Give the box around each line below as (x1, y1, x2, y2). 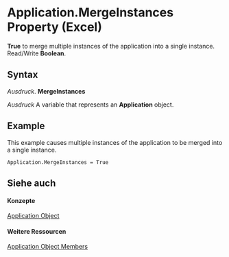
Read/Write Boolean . (7, 49, 67, 57)
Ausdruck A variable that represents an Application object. (7, 100, 174, 109)
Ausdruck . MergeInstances (7, 87, 86, 95)
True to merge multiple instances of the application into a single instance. (7, 42, 215, 50)
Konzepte (7, 196, 36, 204)
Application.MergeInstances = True (7, 159, 109, 165)
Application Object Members (7, 243, 88, 251)
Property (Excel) (7, 19, 103, 35)
